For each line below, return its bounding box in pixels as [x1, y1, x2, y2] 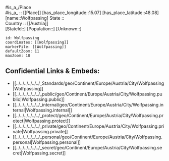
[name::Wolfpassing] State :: [5, 15, 65, 21]
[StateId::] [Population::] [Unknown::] [5, 26, 82, 32]
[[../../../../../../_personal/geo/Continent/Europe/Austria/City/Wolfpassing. [12, 134, 162, 140]
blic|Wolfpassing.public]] [12, 96, 65, 102]
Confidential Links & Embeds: [5, 67, 100, 75]
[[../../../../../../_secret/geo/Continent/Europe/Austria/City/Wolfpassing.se [12, 144, 162, 150]
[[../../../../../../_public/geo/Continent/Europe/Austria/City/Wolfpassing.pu [12, 91, 162, 97]
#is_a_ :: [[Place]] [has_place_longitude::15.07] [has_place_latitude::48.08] [5, 10, 159, 16]
